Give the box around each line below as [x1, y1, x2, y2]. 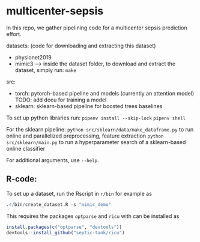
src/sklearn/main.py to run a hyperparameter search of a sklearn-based [6, 138, 186, 145]
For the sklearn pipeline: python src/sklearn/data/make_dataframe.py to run [6, 126, 194, 133]
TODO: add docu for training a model [14, 96, 107, 103]
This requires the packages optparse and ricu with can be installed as [6, 212, 180, 220]
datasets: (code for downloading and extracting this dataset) [6, 42, 156, 49]
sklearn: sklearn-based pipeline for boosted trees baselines [14, 102, 163, 109]
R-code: [6, 174, 37, 184]
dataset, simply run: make [14, 66, 77, 73]
